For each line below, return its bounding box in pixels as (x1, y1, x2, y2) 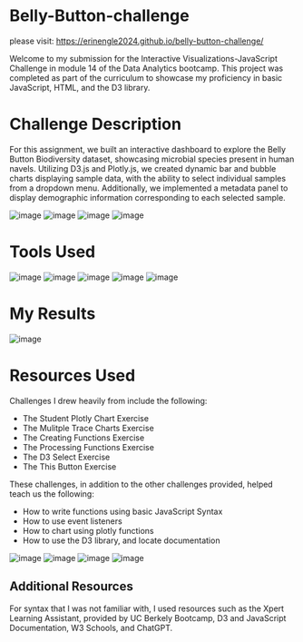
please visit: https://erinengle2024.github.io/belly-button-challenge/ (9, 35, 264, 46)
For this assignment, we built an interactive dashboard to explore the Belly (9, 143, 287, 154)
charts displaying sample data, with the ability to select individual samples (9, 173, 287, 183)
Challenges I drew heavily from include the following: (9, 395, 208, 406)
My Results (9, 303, 96, 323)
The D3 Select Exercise (22, 451, 111, 462)
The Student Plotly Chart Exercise (22, 412, 150, 423)
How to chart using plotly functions (22, 525, 154, 536)
